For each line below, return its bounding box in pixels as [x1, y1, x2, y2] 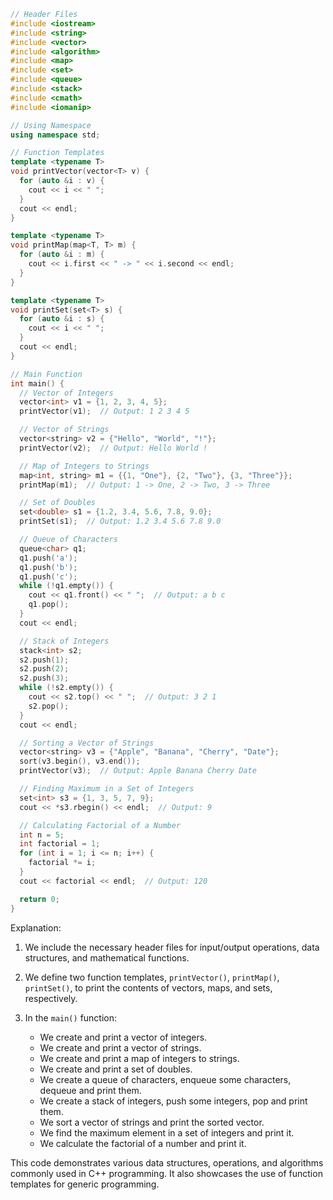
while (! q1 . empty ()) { [19, 581, 114, 591]
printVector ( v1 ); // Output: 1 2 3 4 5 [19, 406, 190, 417]
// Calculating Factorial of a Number [19, 820, 182, 830]
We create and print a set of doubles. [39, 1063, 193, 1075]
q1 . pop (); [28, 600, 70, 610]
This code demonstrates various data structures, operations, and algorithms [10, 1156, 324, 1169]
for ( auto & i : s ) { [19, 314, 105, 324]
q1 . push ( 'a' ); [19, 553, 78, 563]
